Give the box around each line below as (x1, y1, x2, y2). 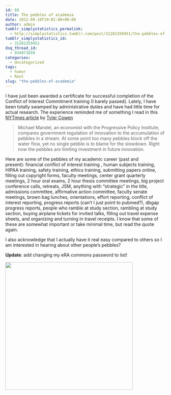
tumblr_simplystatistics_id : (5, 36, 67, 41)
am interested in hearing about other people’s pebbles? (5, 242, 121, 248)
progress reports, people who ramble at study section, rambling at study (5, 205, 157, 211)
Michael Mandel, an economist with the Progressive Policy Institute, (17, 124, 160, 130)
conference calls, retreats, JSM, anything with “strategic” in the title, (5, 183, 149, 189)
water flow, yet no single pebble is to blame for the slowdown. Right (17, 141, 160, 147)
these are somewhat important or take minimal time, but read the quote (5, 221, 154, 227)
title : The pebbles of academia (5, 12, 74, 17)
